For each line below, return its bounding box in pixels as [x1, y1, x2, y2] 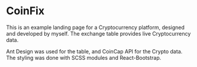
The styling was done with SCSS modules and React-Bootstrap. [6, 54, 162, 61]
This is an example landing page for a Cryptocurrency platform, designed [6, 24, 185, 31]
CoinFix [6, 4, 45, 18]
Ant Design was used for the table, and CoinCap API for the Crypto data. [6, 47, 183, 55]
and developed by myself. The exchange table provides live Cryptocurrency [6, 30, 191, 37]
